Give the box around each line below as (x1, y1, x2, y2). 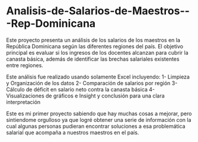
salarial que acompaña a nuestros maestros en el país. (6, 129, 139, 136)
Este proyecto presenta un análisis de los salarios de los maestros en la (6, 36, 181, 43)
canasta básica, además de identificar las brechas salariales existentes (6, 55, 180, 62)
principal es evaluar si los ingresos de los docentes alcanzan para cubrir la (6, 49, 189, 56)
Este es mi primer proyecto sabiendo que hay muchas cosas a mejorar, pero (6, 110, 192, 117)
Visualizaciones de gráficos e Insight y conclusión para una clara (6, 92, 165, 99)
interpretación (6, 98, 41, 105)
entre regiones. (6, 61, 43, 69)
